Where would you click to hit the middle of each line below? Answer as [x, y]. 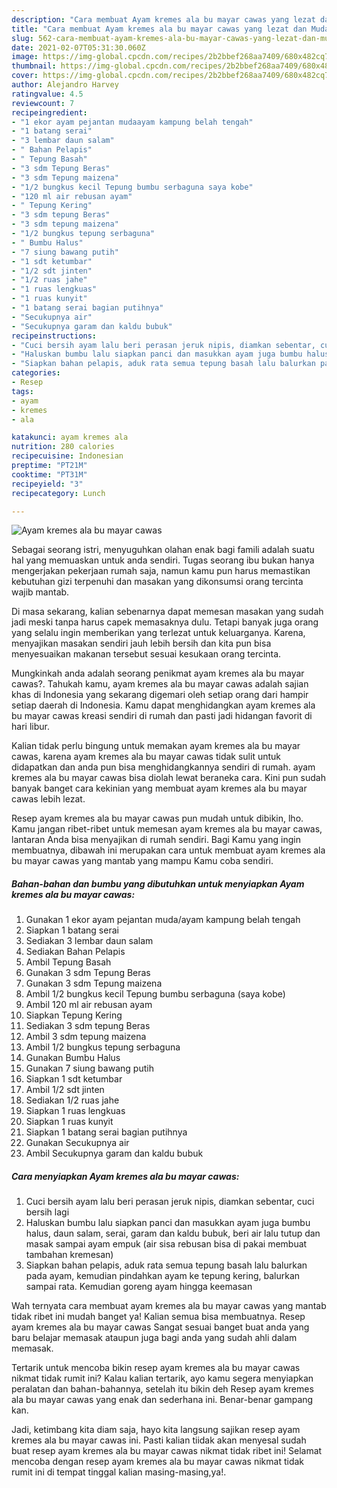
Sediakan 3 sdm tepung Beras [88, 1026]
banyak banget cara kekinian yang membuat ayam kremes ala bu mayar [159, 788]
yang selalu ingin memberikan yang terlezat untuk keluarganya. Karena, [158, 633]
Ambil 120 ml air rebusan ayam [89, 1005]
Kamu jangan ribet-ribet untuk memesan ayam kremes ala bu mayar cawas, [167, 829]
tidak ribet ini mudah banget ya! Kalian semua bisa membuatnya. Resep [158, 1317]
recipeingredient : [49, 112]
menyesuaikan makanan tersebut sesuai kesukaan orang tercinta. [146, 654]
